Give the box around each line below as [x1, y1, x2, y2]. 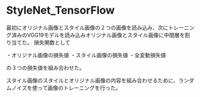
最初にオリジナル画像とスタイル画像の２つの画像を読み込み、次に [6, 24, 168, 31]
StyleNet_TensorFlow [6, 4, 115, 17]
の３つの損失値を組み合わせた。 [6, 64, 85, 71]
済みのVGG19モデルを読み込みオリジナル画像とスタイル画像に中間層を [11, 31, 185, 39]
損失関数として [33, 39, 70, 46]
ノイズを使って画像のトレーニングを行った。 [11, 84, 121, 91]
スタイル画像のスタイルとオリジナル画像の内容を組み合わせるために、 [6, 77, 179, 84]
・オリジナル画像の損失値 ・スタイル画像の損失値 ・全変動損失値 [6, 51, 166, 58]
